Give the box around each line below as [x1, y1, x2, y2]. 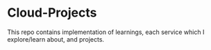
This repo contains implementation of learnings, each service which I [7, 28, 205, 36]
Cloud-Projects [7, 5, 97, 21]
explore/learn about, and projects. [7, 35, 105, 43]
